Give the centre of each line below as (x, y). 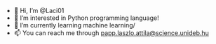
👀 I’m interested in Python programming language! (86, 18)
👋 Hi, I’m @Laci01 (39, 11)
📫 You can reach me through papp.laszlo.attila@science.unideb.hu (111, 33)
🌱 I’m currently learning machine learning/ (74, 25)
